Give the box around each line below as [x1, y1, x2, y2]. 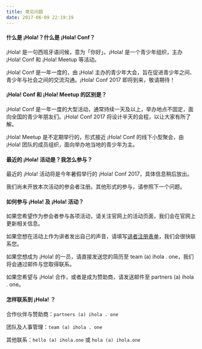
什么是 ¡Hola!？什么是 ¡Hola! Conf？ [6, 34, 96, 41]
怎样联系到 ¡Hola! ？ [6, 295, 56, 303]
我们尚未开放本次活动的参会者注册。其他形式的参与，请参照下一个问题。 [6, 183, 185, 190]
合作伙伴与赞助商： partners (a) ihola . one [6, 310, 118, 318]
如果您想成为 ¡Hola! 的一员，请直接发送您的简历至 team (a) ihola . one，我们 [6, 253, 194, 261]
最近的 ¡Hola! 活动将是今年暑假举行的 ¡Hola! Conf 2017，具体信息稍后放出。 [6, 170, 192, 178]
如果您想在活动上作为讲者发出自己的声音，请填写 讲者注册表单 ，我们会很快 [6, 233, 191, 240]
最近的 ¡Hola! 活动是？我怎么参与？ [6, 156, 93, 163]
